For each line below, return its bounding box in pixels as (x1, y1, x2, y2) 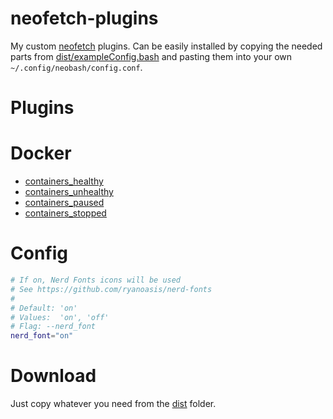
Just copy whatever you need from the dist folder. (10, 398, 217, 410)
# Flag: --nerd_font (10, 322, 97, 332)
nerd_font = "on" (10, 331, 74, 341)
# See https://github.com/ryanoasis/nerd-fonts (10, 284, 213, 294)
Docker (10, 142, 72, 165)
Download (10, 365, 97, 387)
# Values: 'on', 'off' (10, 312, 110, 322)
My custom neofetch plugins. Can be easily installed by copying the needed (10, 40, 323, 52)
